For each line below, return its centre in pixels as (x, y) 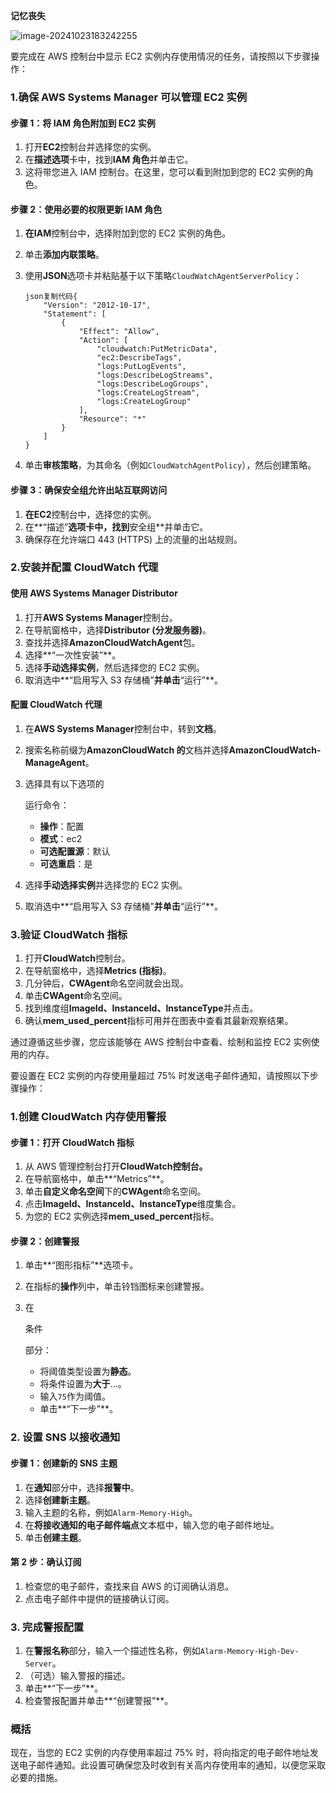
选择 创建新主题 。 (60, 1500)
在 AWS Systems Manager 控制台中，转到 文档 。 (123, 728)
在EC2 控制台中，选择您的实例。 (90, 514)
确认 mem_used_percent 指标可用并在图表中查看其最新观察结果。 (159, 1021)
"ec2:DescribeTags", (139, 358)
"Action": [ (103, 340)
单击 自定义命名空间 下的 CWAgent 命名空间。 (115, 1191)
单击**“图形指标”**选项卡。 (81, 1265)
